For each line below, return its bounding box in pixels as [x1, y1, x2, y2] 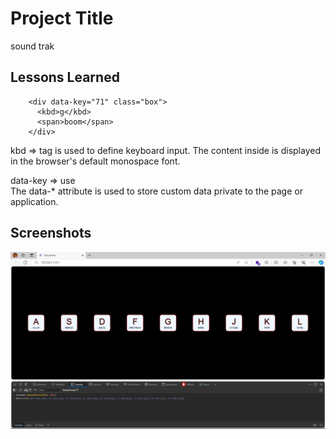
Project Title [10, 7, 114, 30]
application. [10, 195, 59, 207]
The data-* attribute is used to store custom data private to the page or [10, 185, 303, 197]
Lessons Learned [10, 69, 120, 86]
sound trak [10, 40, 55, 52]
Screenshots [10, 225, 92, 242]
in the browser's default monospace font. [10, 155, 181, 167]
